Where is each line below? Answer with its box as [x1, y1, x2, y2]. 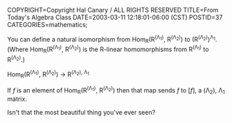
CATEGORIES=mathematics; [7, 21, 88, 28]
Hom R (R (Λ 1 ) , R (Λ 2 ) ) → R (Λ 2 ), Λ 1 [7, 68, 90, 80]
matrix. [7, 95, 28, 103]
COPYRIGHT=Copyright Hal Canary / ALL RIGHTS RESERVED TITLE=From [7, 6, 219, 14]
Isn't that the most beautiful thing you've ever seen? [7, 108, 156, 117]
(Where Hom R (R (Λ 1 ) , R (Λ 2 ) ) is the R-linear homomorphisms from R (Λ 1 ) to [7, 44, 209, 55]
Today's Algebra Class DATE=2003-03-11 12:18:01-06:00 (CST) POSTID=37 [7, 13, 223, 21]
